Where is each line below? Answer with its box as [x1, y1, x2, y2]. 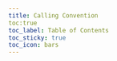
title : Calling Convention [8, 11, 99, 20]
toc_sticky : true [8, 33, 67, 42]
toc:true [8, 19, 38, 27]
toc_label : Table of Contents [8, 26, 110, 34]
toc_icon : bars [8, 41, 59, 49]
